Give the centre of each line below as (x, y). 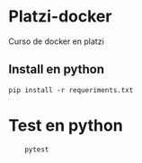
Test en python (66, 125)
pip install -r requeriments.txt (71, 90)
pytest (37, 150)
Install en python (57, 69)
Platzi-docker (60, 17)
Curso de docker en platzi (56, 41)
